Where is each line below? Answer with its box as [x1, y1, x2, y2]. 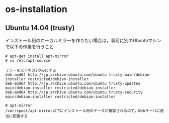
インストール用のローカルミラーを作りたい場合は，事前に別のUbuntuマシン [5, 38, 162, 43]
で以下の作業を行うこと [5, 44, 54, 50]
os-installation [5, 4, 68, 15]
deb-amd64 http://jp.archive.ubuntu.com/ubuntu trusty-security [5, 90, 143, 95]
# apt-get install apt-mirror [5, 54, 69, 59]
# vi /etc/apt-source [5, 58, 51, 63]
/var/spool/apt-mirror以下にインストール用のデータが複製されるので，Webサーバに [5, 108, 160, 113]
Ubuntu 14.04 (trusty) [5, 24, 75, 32]
